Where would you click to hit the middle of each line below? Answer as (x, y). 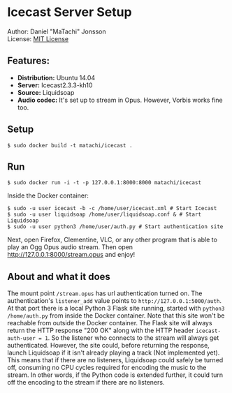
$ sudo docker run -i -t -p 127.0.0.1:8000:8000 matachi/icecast (104, 183)
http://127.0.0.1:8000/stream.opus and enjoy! (71, 255)
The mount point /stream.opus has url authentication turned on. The (105, 293)
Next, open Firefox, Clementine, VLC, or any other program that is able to (113, 240)
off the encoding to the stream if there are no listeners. (86, 383)
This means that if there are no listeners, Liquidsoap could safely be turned (115, 360)
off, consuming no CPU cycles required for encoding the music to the (107, 368)
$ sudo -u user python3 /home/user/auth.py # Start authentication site (115, 227)
